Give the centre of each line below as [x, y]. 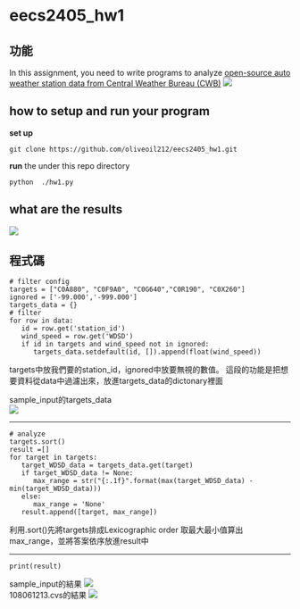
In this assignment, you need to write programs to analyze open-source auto [150, 73]
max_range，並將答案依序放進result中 [79, 541]
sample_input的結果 [46, 584]
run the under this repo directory [70, 165]
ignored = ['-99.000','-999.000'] [74, 297]
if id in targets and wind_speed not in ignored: [115, 345]
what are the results [66, 209]
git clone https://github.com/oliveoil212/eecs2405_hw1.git [124, 149]
